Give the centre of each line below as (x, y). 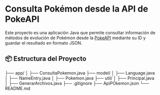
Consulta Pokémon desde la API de (77, 9)
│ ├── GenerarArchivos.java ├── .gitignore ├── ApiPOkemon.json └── (77, 83)
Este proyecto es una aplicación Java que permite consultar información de (80, 32)
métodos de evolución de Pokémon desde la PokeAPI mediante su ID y (75, 38)
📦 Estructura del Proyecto (46, 59)
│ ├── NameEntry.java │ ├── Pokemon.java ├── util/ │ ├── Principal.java (80, 78)
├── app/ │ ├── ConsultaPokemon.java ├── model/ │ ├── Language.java (80, 73)
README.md (18, 88)
